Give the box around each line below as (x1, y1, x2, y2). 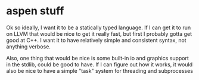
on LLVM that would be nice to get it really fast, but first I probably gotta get (6, 30, 192, 37)
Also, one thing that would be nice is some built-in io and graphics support (6, 54, 189, 61)
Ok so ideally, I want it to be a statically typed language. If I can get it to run (6, 24, 191, 31)
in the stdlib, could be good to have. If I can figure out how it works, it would (6, 61, 193, 68)
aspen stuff (6, 4, 64, 18)
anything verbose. (6, 43, 51, 50)
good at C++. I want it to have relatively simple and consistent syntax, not (6, 36, 186, 44)
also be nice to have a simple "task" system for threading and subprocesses (6, 67, 194, 74)
